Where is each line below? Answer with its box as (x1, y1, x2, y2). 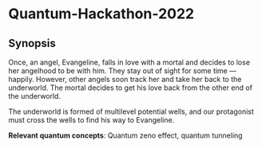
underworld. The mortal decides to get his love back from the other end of (8, 83, 253, 92)
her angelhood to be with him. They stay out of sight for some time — (8, 66, 237, 76)
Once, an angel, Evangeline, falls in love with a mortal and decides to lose (8, 57, 250, 67)
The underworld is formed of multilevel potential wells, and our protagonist (8, 107, 254, 116)
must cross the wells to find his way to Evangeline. (8, 115, 175, 124)
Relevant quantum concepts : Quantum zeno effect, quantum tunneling (8, 130, 243, 140)
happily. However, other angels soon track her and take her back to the (8, 75, 242, 84)
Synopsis (8, 37, 56, 50)
